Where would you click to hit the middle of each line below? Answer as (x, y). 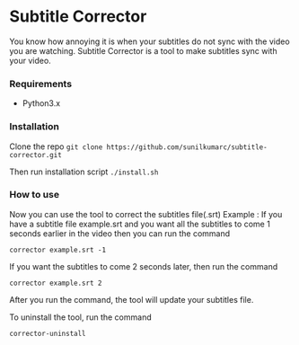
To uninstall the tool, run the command (80, 317)
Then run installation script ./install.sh (84, 172)
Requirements (41, 84)
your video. (30, 60)
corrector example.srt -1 (57, 250)
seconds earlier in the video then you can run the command (120, 233)
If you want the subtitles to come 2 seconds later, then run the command (144, 266)
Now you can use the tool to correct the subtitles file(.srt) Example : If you (146, 214)
